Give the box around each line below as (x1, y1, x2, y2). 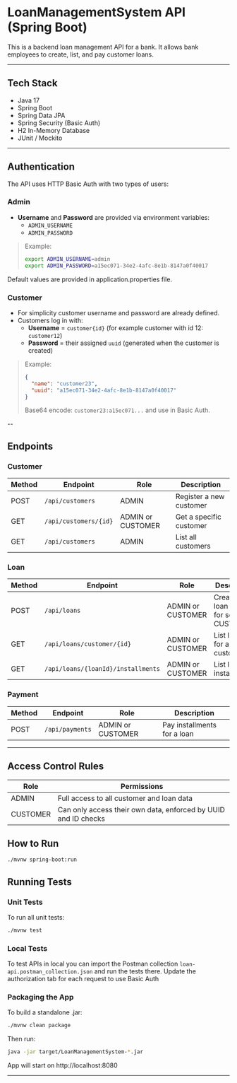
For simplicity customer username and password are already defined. (17, 308, 220, 317)
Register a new (175, 492, 225, 502)
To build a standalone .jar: (7, 1008, 83, 1017)
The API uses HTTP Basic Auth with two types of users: (7, 180, 169, 188)
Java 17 (17, 96, 40, 105)
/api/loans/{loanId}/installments (44, 665, 161, 673)
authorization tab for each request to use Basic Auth (7, 975, 159, 983)
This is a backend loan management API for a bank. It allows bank (7, 42, 199, 51)
